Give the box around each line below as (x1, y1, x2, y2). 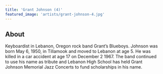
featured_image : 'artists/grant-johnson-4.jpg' (5, 12, 105, 17)
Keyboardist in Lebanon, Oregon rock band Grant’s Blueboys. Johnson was (5, 43, 158, 49)
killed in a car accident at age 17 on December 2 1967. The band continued (5, 54, 157, 60)
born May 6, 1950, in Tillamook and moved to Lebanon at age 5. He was (5, 48, 151, 54)
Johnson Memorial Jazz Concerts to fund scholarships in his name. (5, 64, 142, 70)
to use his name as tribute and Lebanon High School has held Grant (5, 59, 143, 65)
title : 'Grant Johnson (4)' (5, 7, 63, 12)
